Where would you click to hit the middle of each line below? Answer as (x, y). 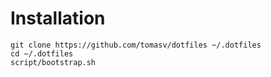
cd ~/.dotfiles (42, 53)
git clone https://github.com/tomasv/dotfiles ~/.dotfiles (136, 45)
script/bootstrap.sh (53, 62)
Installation (58, 18)
